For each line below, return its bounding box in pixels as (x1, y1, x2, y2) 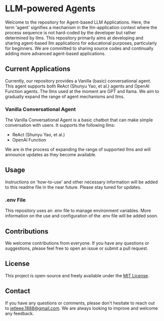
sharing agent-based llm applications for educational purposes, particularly (5, 40, 157, 46)
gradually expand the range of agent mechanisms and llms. (5, 93, 125, 99)
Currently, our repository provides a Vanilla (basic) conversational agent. (5, 78, 151, 84)
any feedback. (5, 310, 34, 316)
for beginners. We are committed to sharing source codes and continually (5, 45, 154, 51)
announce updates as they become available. (5, 152, 97, 158)
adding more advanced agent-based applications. (5, 50, 106, 57)
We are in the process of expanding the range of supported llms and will (5, 146, 151, 152)
